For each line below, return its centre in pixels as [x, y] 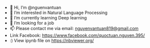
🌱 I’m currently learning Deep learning [48, 18]
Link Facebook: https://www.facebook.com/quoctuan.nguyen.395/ [77, 35]
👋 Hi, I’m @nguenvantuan [35, 8]
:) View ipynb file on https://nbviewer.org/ [52, 40]
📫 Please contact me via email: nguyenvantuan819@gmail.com [74, 28]
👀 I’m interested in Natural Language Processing [59, 13]
